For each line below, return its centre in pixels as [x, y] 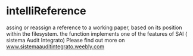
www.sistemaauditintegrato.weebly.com [55, 46]
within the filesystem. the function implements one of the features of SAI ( [97, 33]
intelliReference [46, 11]
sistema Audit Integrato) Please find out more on [66, 40]
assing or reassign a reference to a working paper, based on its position [94, 27]
